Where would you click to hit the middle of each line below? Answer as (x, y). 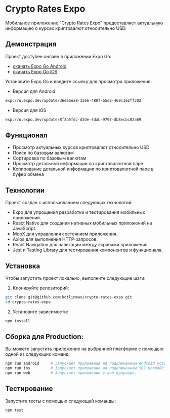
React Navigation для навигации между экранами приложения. (81, 245)
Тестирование (29, 389)
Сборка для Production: (45, 337)
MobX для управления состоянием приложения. (65, 234)
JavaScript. (25, 229)
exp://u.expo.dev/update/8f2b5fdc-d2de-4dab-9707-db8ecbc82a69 (73, 120)
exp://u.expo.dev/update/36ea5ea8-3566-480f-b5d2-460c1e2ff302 (73, 100)
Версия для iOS (29, 110)
